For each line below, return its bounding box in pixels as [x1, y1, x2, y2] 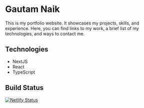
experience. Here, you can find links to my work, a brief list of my [5, 25, 140, 31]
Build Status [5, 83, 44, 92]
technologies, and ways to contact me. [5, 30, 85, 36]
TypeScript [12, 69, 35, 75]
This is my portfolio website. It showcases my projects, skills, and [5, 20, 140, 26]
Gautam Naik [5, 3, 60, 15]
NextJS [12, 58, 28, 64]
